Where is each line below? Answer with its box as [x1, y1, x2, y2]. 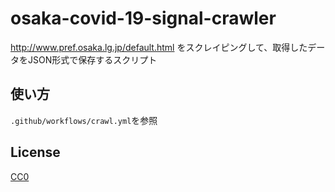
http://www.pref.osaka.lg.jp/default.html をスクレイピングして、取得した [10, 41, 308, 53]
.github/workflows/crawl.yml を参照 [10, 114, 158, 126]
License [10, 144, 61, 161]
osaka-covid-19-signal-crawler [10, 7, 277, 30]
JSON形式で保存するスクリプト [27, 53, 158, 66]
